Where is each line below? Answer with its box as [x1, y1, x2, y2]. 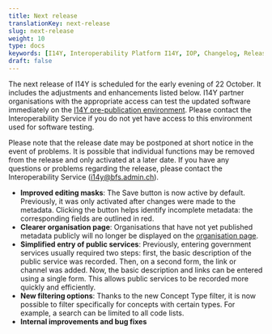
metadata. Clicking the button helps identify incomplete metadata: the [19, 205, 253, 214]
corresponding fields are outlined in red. [19, 214, 155, 223]
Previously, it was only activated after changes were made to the [19, 196, 236, 206]
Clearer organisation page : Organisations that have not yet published [19, 222, 253, 231]
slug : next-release [8, 27, 74, 35]
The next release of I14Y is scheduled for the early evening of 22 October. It [8, 78, 261, 89]
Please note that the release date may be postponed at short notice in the [8, 137, 253, 147]
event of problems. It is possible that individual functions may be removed [8, 146, 255, 156]
